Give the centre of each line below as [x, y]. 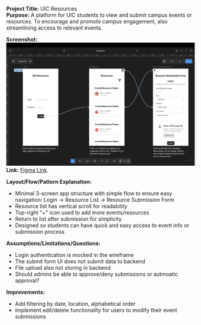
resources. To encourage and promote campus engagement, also [87, 21]
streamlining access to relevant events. [54, 28]
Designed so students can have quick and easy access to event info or [102, 225]
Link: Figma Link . [28, 170]
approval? [27, 280]
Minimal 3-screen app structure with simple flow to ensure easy [93, 193]
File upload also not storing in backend [63, 267]
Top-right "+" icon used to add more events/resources [82, 212]
